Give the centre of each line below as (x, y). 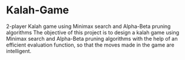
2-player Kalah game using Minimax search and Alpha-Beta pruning (88, 26)
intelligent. (19, 51)
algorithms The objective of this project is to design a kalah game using (93, 32)
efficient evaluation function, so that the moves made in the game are (90, 45)
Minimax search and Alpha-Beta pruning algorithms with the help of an (92, 38)
